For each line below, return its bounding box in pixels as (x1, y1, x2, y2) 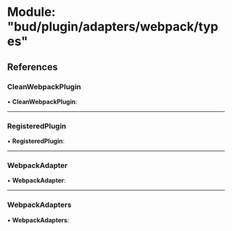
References (7, 61, 58, 73)
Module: (7, 4, 56, 20)
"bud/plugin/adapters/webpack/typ (7, 19, 219, 35)
